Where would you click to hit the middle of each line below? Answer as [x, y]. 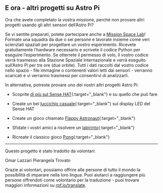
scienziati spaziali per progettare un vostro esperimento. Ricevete [71, 44]
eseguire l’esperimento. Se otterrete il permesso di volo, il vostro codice [77, 55]
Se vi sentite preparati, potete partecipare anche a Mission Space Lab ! [75, 34]
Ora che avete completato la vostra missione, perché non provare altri [75, 19]
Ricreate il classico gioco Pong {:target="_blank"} [61, 137]
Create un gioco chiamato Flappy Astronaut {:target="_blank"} [74, 118]
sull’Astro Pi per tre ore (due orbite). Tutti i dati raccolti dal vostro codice [77, 65]
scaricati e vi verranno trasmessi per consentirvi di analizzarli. [67, 75]
